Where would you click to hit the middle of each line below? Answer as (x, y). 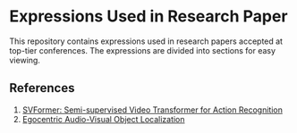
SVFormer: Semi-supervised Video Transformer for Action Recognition (153, 110)
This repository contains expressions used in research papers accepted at (146, 41)
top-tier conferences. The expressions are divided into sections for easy (142, 50)
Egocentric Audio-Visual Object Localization (103, 119)
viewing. (25, 60)
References (42, 88)
